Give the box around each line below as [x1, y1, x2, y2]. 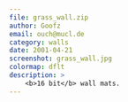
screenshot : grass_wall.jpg [9, 54, 113, 63]
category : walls [9, 37, 69, 47]
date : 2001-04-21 [9, 46, 73, 55]
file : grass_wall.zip [9, 12, 89, 22]
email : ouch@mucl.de [9, 29, 86, 38]
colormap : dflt [9, 63, 65, 72]
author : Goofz [9, 21, 62, 30]
